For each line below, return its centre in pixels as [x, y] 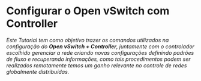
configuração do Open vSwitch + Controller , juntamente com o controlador [100, 46]
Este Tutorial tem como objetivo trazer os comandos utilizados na [88, 40]
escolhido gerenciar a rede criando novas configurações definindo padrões [100, 52]
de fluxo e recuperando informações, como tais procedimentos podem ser [98, 59]
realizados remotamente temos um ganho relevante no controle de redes [97, 65]
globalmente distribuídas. [38, 71]
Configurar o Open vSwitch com [88, 11]
